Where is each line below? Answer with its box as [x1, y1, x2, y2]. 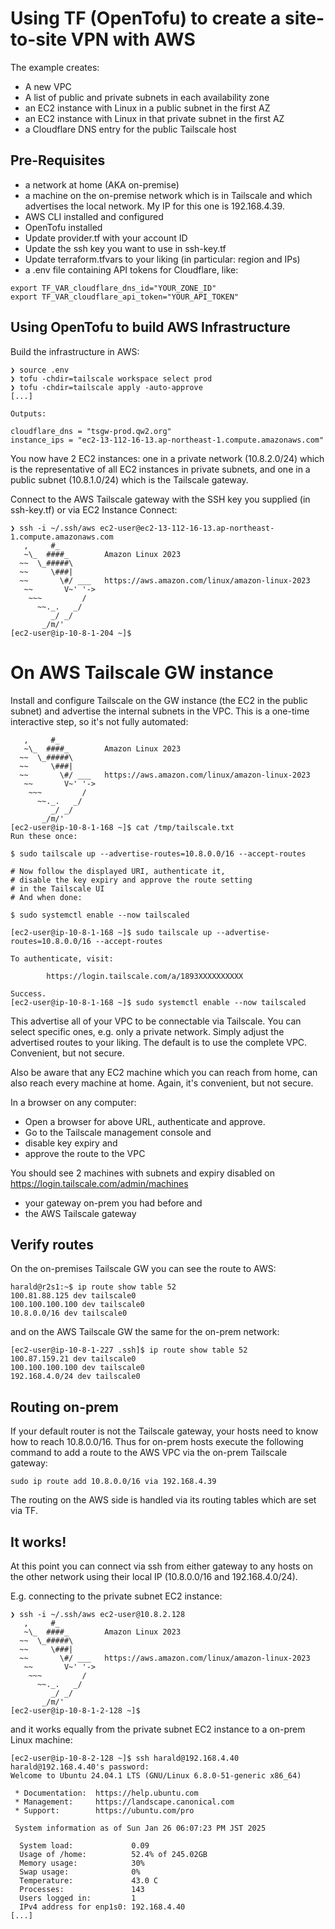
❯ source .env [10, 365, 70, 375]
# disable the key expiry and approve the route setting [10, 875, 253, 885]
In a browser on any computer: [10, 1096, 137, 1108]
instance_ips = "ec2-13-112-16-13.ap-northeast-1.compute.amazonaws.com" [10, 435, 325, 445]
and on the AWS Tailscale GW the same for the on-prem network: [10, 1326, 280, 1338]
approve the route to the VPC [24, 1147, 146, 1159]
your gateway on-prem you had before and [24, 1197, 203, 1209]
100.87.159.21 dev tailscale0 [10, 1354, 137, 1364]
